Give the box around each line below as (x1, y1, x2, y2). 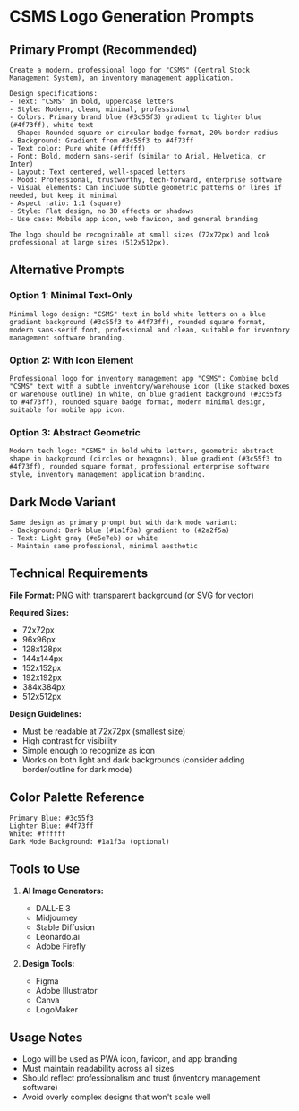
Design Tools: (21, 958, 75, 969)
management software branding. (9, 333, 126, 342)
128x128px (21, 643, 63, 654)
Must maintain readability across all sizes (21, 1064, 175, 1074)
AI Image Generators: (21, 885, 105, 896)
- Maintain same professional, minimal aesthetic (9, 542, 199, 551)
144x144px (21, 652, 63, 664)
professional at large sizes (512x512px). (9, 238, 170, 247)
